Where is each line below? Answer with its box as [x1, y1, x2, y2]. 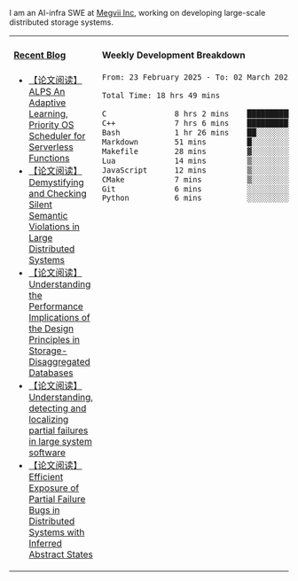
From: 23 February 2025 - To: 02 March [101, 72, 271, 82]
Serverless [28, 141, 74, 153]
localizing [28, 413, 69, 425]
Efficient [28, 470, 64, 483]
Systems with [28, 526, 85, 538]
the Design [28, 322, 74, 335]
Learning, [28, 107, 68, 120]
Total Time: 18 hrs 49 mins [101, 90, 220, 100]
